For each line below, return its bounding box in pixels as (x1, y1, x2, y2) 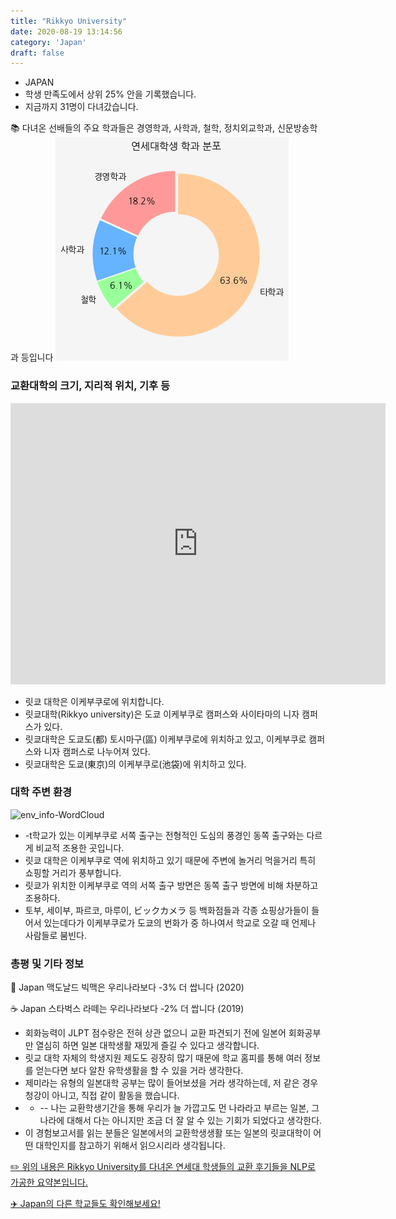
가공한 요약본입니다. (10, 1176, 88, 1189)
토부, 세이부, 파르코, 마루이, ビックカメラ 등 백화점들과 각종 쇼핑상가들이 (24, 904, 310, 916)
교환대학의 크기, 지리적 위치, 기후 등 (10, 379, 171, 393)
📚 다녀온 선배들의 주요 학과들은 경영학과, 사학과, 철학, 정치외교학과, (10, 122, 275, 134)
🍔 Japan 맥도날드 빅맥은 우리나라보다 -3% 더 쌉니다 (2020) (10, 981, 245, 994)
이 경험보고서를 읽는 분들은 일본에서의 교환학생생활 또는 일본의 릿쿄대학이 (24, 1127, 312, 1139)
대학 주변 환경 (10, 785, 73, 799)
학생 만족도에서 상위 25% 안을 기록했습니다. (24, 88, 197, 100)
